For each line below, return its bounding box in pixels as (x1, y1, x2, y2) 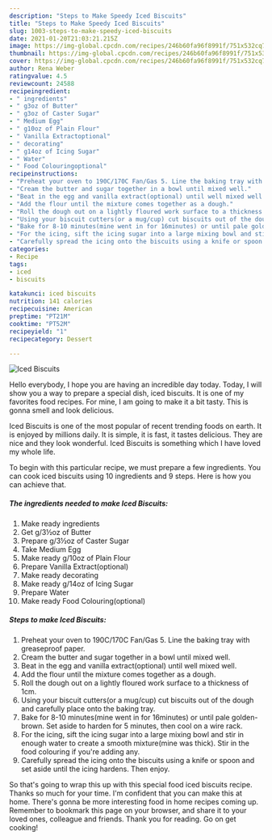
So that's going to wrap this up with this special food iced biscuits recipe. (9, 780, 253, 790)
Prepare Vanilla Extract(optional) (20, 562, 129, 571)
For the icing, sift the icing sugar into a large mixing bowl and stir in (20, 730, 245, 740)
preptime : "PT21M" (9, 312, 71, 320)
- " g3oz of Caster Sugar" (9, 110, 100, 118)
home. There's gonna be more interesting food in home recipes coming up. (9, 797, 259, 807)
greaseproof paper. (20, 644, 86, 654)
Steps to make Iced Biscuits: (9, 614, 107, 624)
